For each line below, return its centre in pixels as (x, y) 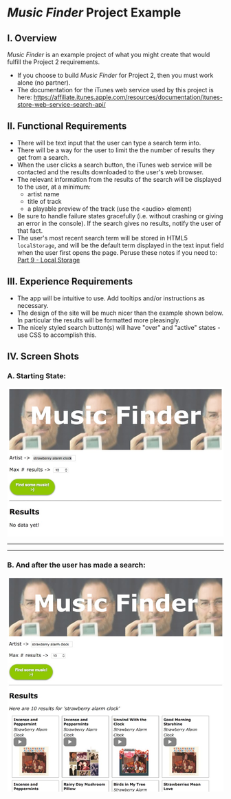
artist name (43, 194)
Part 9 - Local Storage (48, 260)
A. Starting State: (37, 375)
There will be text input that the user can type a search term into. (109, 143)
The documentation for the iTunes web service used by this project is (115, 90)
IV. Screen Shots (43, 356)
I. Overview (32, 38)
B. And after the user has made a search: (76, 565)
